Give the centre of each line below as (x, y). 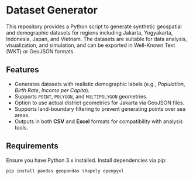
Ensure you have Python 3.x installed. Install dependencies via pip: (86, 160)
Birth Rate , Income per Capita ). (52, 90)
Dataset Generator (52, 10)
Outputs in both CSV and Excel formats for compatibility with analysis (99, 121)
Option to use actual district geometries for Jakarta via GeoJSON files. (99, 103)
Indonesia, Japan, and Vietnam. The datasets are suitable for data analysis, (96, 39)
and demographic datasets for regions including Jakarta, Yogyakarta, (89, 32)
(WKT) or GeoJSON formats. (40, 51)
